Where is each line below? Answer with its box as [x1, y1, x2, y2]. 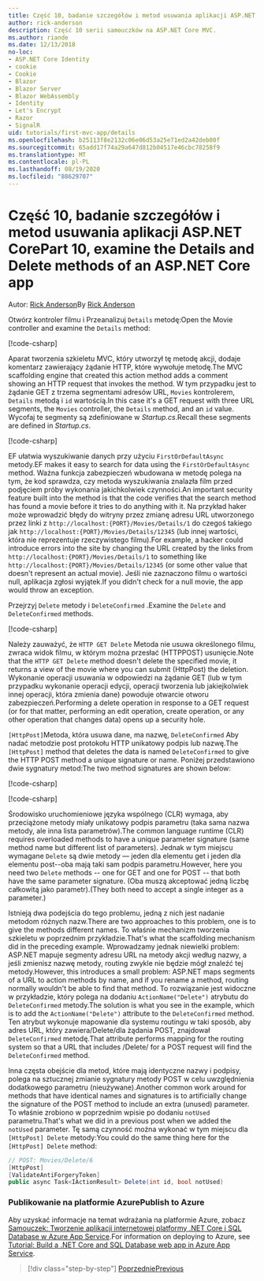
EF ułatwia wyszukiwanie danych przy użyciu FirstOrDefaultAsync [8, 451, 225, 461]
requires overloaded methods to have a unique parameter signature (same [8, 834, 250, 844]
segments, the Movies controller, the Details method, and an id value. [8, 403, 235, 414]
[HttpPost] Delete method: [8, 1141, 97, 1150]
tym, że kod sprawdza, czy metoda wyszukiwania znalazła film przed [8, 476, 233, 485]
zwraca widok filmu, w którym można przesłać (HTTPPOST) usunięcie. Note [8, 648, 255, 657]
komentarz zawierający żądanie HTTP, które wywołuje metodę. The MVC [8, 362, 243, 371]
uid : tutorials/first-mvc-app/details [8, 128, 136, 136]
